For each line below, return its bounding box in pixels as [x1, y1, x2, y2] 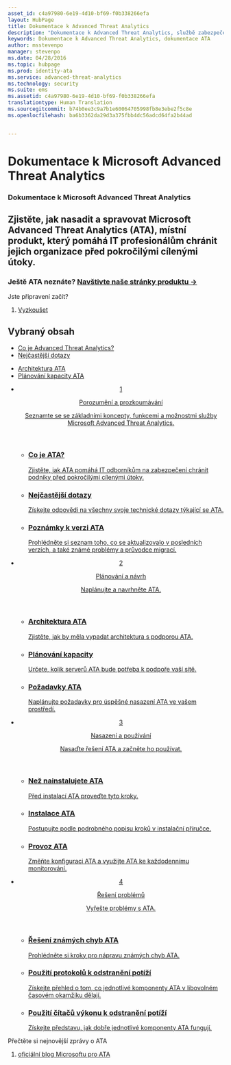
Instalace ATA [27, 809, 75, 818]
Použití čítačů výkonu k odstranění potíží [27, 1008, 167, 1018]
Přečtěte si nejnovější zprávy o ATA [8, 1037, 108, 1045]
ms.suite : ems [8, 86, 49, 93]
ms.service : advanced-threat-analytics [8, 73, 122, 81]
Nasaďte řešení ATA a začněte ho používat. [60, 745, 182, 753]
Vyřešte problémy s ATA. [86, 904, 156, 912]
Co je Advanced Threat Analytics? [17, 344, 114, 352]
